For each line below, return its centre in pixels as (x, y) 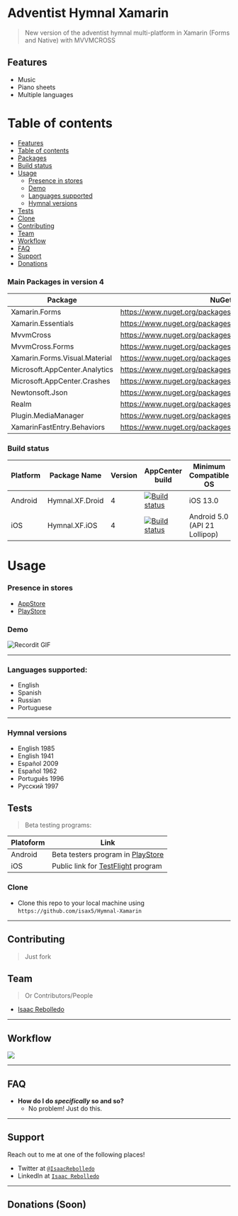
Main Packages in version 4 (56, 281)
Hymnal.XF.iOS (72, 526)
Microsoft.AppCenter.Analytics (62, 369)
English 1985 (36, 748)
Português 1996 (41, 778)
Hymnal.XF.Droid (75, 501)
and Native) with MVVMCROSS (70, 40)
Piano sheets (36, 87)
